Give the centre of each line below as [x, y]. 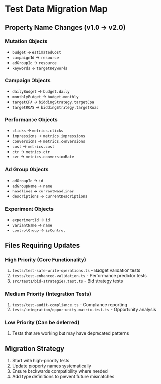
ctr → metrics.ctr [31, 152]
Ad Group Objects [27, 170]
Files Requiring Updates [43, 246]
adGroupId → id [28, 180]
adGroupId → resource [34, 62]
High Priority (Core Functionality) [46, 260]
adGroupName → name [32, 186]
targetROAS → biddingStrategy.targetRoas [55, 107]
